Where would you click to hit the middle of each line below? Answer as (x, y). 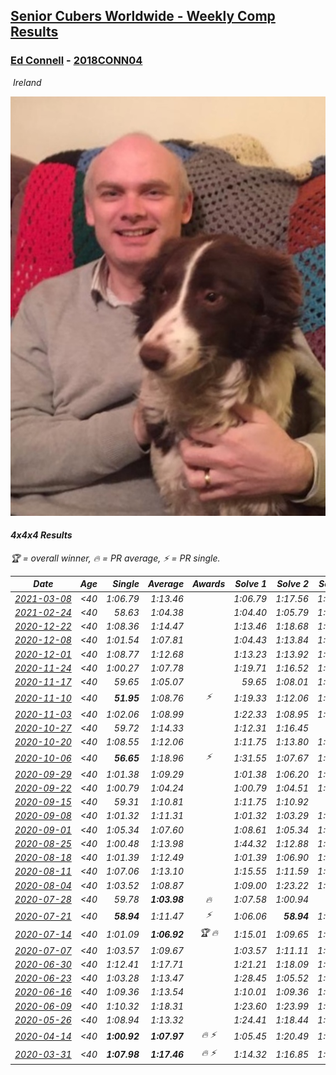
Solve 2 (293, 584)
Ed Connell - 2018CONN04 (76, 61)
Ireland (27, 82)
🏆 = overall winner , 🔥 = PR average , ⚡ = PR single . (115, 558)
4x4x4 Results (41, 535)
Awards (209, 584)
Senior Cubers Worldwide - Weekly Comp (143, 16)
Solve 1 (251, 584)
